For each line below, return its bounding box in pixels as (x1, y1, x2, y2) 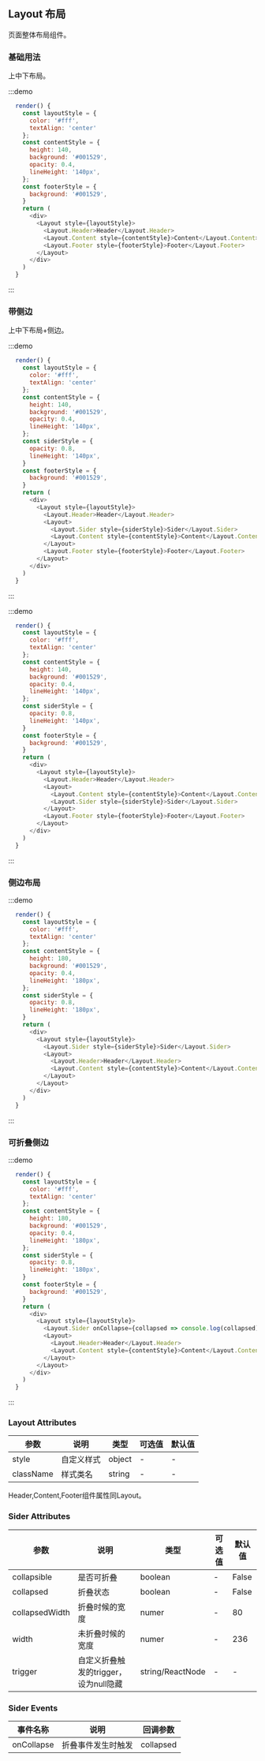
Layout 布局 (8, 7, 66, 21)
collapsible (12, 1571, 53, 1582)
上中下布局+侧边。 (8, 326, 69, 335)
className (12, 1468, 54, 1479)
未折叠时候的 (77, 1628, 126, 1639)
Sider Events (8, 1703, 58, 1714)
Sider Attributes (8, 1511, 71, 1522)
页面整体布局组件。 (8, 30, 71, 39)
